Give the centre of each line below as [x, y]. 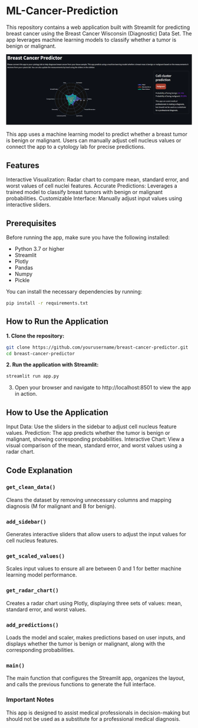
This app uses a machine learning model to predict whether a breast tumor [97, 135]
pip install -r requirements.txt [47, 303]
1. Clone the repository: [35, 336]
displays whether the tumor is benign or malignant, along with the [86, 644]
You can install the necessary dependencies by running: [74, 292]
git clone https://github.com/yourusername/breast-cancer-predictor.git [97, 347]
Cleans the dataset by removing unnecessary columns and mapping [89, 500]
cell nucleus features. [32, 540]
